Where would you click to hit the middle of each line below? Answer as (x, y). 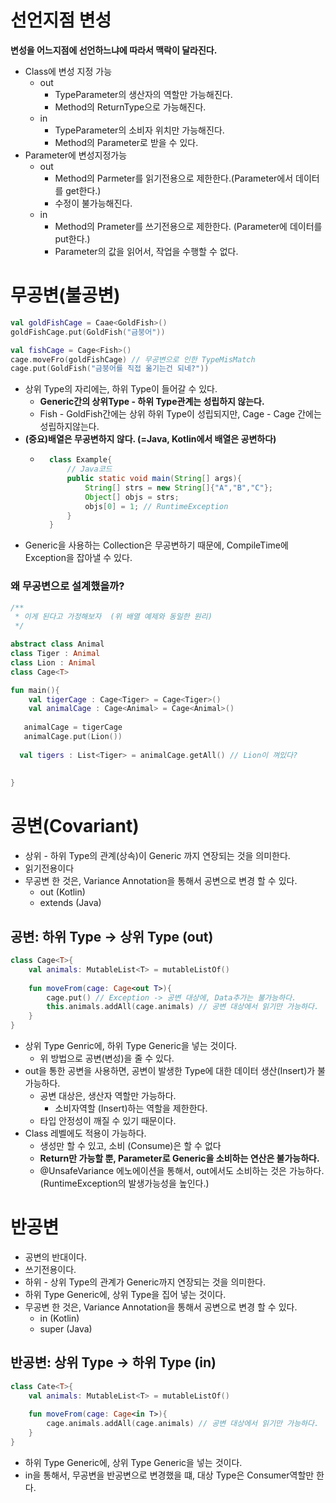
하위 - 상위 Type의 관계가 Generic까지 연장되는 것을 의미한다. (145, 1282)
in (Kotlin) (59, 1318)
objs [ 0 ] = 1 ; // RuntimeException (156, 506)
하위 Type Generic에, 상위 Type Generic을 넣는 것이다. (133, 1462)
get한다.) (83, 190)
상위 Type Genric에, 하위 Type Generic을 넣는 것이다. (131, 1046)
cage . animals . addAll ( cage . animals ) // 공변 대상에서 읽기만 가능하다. (183, 1424)
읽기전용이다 (49, 868)
